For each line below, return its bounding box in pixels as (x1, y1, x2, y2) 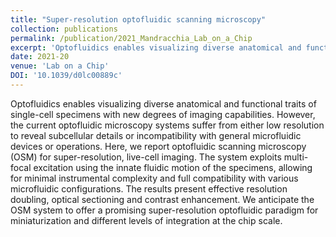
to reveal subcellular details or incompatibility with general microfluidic (10, 129, 302, 141)
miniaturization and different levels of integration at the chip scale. (10, 214, 283, 226)
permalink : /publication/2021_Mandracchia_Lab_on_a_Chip (10, 33, 253, 43)
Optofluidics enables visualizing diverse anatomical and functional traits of (10, 97, 317, 110)
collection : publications (10, 24, 118, 34)
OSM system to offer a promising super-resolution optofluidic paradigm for (10, 204, 319, 216)
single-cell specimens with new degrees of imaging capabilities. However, (10, 108, 316, 120)
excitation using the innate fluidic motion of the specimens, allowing (33, 161, 313, 173)
